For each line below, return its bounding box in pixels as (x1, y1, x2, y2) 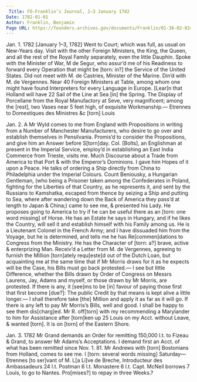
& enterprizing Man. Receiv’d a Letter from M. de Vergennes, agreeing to (6, 246, 182, 253)
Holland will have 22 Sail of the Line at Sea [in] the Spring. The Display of (6, 91, 183, 98)
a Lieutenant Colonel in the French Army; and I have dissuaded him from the (6, 227, 190, 234)
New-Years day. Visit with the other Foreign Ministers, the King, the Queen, (6, 48, 187, 55)
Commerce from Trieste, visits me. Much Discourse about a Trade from (6, 152, 178, 159)
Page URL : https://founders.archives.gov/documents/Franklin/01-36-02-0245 (6, 25, 195, 31)
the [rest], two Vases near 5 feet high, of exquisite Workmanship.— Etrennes (6, 103, 191, 110)
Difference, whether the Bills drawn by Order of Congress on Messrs (6, 271, 172, 278)
